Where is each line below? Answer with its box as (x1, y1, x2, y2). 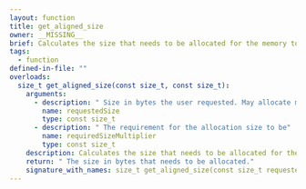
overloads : (9, 73, 51, 82)
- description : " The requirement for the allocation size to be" (33, 124, 291, 133)
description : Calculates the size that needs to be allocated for (25, 148, 283, 157)
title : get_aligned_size (9, 22, 104, 31)
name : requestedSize (42, 106, 120, 115)
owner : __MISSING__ (9, 30, 84, 39)
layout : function (9, 13, 76, 23)
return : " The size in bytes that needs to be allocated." (25, 156, 255, 166)
